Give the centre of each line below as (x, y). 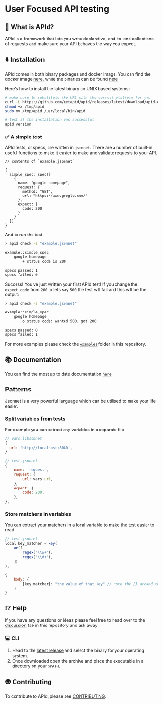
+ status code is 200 (44, 261)
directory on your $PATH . (36, 666)
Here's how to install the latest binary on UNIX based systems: (67, 88)
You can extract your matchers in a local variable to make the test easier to (80, 525)
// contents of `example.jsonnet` (40, 162)
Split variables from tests (35, 419)
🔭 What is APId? (30, 27)
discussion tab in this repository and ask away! (52, 625)
